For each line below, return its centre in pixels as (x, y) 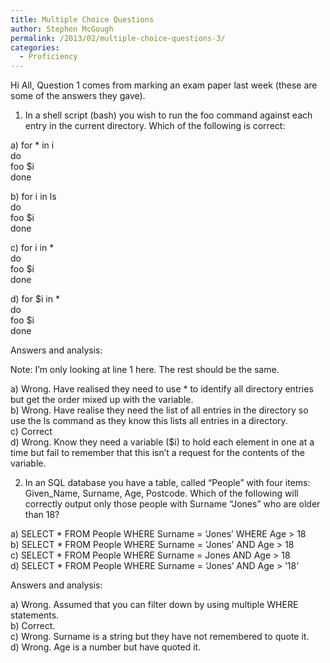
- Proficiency (48, 57)
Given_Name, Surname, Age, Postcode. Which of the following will (161, 493)
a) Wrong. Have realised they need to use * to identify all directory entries (162, 389)
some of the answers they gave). (78, 96)
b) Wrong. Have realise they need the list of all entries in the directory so (159, 410)
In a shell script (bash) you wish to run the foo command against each (168, 115)
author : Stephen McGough (62, 29)
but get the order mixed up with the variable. (102, 400)
